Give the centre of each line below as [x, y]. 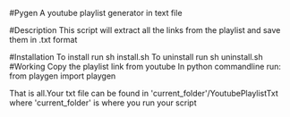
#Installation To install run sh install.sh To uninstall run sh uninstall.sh [136, 57]
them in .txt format [43, 40]
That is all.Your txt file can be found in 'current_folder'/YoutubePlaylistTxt [144, 93]
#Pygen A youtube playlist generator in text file [96, 13]
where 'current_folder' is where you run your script [103, 103]
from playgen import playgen [63, 76]
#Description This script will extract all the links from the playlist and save [145, 30]
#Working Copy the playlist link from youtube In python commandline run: [145, 67]
